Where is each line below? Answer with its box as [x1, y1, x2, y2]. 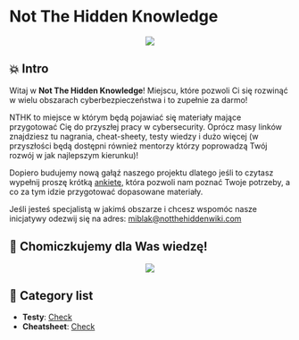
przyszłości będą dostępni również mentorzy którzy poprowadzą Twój [9, 140, 268, 151]
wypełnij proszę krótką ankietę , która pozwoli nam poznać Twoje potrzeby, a [9, 176, 291, 187]
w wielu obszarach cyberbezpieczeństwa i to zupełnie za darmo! [9, 94, 248, 105]
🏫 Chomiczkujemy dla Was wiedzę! [9, 239, 208, 254]
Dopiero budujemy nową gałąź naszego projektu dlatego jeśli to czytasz [9, 167, 274, 178]
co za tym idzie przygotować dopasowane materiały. [9, 186, 203, 197]
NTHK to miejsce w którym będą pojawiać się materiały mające [9, 112, 242, 123]
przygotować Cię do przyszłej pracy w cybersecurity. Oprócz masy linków [9, 121, 283, 132]
